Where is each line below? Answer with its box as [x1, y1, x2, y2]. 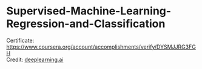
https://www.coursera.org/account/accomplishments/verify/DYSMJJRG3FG [6, 43, 196, 50]
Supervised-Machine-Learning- [6, 4, 172, 18]
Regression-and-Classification [6, 17, 166, 31]
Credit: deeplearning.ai [6, 56, 64, 63]
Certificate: [6, 37, 35, 44]
